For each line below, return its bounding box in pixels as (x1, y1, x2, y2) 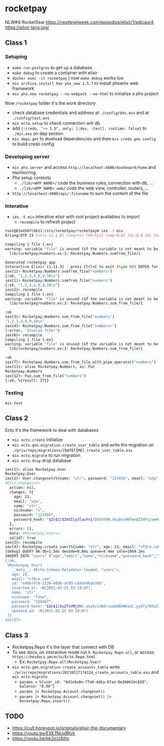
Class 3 (5, 631, 28, 639)
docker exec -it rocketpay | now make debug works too (12, 75, 123, 81)
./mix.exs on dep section (12, 131, 63, 136)
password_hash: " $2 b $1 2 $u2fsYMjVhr (11, 604, 84, 609)
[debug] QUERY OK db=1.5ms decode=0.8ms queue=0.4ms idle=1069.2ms (5, 549, 145, 554)
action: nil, (9, 485, 36, 490)
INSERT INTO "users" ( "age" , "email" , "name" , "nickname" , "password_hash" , (5, 554, 156, 559)
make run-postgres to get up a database (12, 64, 93, 70)
